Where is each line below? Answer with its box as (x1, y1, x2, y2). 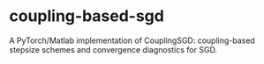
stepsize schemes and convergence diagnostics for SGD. (9, 44, 218, 54)
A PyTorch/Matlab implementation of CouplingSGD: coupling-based (9, 35, 256, 46)
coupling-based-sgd (9, 6, 165, 26)
